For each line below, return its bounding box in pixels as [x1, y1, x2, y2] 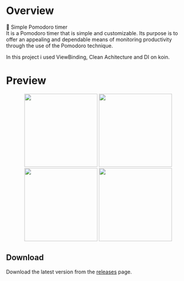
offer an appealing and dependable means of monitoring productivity [6, 36, 172, 43]
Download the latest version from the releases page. [6, 268, 133, 275]
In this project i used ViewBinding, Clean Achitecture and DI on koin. [6, 53, 170, 60]
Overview [6, 4, 54, 18]
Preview [6, 74, 47, 87]
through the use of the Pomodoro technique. [6, 42, 113, 49]
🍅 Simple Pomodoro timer [6, 23, 68, 30]
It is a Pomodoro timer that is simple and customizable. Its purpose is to [6, 29, 178, 36]
